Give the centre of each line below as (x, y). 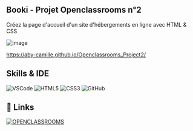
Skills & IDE (28, 74)
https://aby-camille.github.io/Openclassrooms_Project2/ (76, 55)
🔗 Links (20, 108)
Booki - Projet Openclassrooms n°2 (74, 10)
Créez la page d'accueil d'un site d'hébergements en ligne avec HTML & (97, 24)
